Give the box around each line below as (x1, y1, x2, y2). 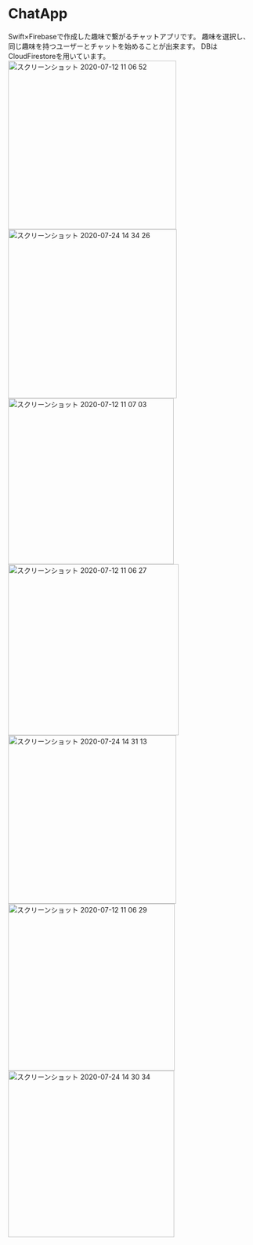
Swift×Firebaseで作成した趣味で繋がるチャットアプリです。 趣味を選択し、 (8, 31, 251, 41)
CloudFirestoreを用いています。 (8, 51, 110, 61)
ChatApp (8, 5, 68, 23)
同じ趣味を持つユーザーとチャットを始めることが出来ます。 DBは (8, 41, 218, 51)
